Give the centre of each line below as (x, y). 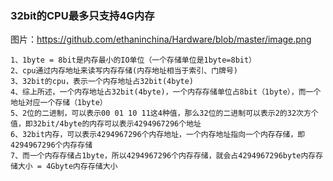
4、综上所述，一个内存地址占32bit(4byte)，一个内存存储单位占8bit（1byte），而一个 (166, 92)
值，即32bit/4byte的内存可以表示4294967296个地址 (106, 124)
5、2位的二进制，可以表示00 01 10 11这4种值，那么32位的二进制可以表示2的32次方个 (164, 113)
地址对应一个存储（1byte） (59, 103)
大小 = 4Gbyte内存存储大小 (67, 167)
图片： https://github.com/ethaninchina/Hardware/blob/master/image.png (161, 39)
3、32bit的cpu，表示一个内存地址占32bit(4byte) (102, 82)
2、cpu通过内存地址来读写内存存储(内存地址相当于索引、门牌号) (124, 71)
